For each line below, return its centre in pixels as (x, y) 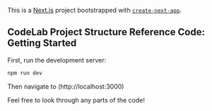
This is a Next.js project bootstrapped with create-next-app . (95, 10)
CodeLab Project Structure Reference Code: (106, 32)
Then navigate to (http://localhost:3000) (66, 86)
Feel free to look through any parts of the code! (76, 100)
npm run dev (25, 73)
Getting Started (42, 43)
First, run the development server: (57, 60)
